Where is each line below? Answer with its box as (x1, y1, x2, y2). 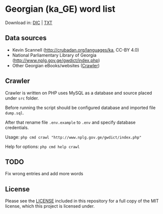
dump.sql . (5, 109, 25, 116)
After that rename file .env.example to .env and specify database (5, 119, 136, 125)
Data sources (5, 34, 47, 42)
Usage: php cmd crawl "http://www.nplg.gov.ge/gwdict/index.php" (5, 134, 142, 140)
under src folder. (5, 95, 39, 101)
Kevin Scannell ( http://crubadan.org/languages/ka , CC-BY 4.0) (12, 47, 139, 53)
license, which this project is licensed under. (5, 203, 95, 209)
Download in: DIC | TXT (5, 20, 53, 26)
